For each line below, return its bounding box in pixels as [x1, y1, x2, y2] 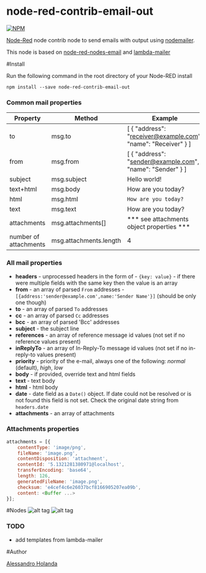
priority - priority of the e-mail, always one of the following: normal [15, 357, 186, 364]
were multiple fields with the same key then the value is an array [15, 279, 178, 286]
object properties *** [126, 223, 191, 231]
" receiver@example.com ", [126, 132, 203, 140]
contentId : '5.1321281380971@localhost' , [17, 461, 124, 467]
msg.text [51, 205, 77, 213]
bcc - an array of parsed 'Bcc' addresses [15, 318, 120, 326]
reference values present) [15, 337, 81, 345]
